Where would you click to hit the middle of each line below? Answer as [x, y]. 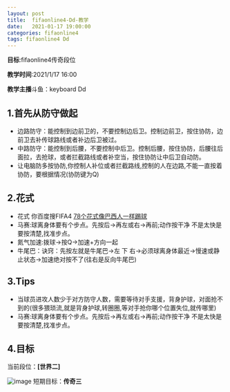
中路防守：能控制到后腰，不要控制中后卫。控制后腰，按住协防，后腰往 [117, 148]
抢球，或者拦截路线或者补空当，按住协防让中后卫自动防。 [123, 157]
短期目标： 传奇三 [58, 382]
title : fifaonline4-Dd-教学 [48, 20]
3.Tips [21, 282]
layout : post [26, 13]
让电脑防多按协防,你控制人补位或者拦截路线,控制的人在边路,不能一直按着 [119, 165]
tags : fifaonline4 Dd [38, 39]
